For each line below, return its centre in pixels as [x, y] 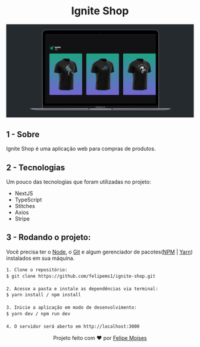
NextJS [24, 193]
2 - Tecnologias [36, 167]
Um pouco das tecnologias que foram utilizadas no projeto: [79, 182]
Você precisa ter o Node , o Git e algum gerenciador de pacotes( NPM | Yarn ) [100, 252]
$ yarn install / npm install [44, 295]
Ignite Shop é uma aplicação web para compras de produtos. [81, 149]
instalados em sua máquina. [40, 258]
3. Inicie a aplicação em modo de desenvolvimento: [71, 308]
